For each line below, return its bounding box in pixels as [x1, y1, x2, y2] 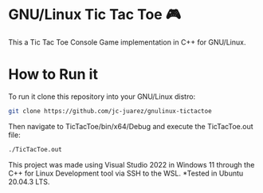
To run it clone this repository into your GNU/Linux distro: [8, 92, 196, 101]
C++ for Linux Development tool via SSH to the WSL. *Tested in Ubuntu [8, 168, 244, 178]
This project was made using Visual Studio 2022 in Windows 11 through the [8, 160, 255, 169]
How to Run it [8, 65, 98, 84]
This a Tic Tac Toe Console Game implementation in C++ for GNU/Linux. [8, 37, 246, 47]
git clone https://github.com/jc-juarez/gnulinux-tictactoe [8, 107, 213, 115]
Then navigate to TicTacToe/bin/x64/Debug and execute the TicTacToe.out [8, 121, 253, 131]
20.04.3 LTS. [8, 176, 50, 187]
